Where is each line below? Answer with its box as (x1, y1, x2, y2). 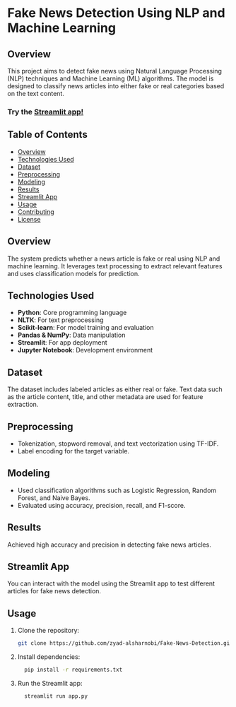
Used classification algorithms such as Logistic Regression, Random (17, 486, 217, 494)
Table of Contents (7, 129, 88, 141)
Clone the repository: (17, 626, 80, 635)
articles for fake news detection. (7, 587, 101, 595)
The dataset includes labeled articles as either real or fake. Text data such (7, 385, 223, 393)
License (17, 215, 41, 223)
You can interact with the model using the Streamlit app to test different (7, 579, 216, 588)
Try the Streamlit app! (7, 107, 84, 117)
